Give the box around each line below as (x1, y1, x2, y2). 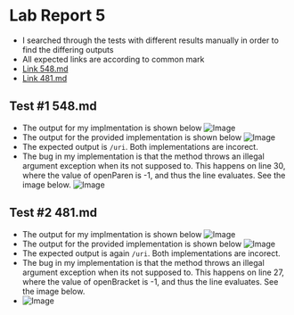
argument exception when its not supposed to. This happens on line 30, (21, 160, 286, 170)
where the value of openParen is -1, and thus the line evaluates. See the (21, 170, 286, 180)
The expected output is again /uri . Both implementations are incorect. (21, 247, 281, 259)
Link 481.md (21, 72, 68, 83)
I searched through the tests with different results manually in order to (21, 35, 279, 46)
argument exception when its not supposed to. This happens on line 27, (21, 267, 285, 278)
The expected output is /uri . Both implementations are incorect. (21, 141, 258, 152)
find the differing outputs (21, 44, 114, 54)
